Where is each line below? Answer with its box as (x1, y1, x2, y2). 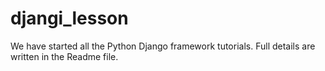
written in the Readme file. (10, 50, 119, 62)
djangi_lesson (10, 7, 129, 30)
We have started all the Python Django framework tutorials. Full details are (10, 40, 316, 52)
